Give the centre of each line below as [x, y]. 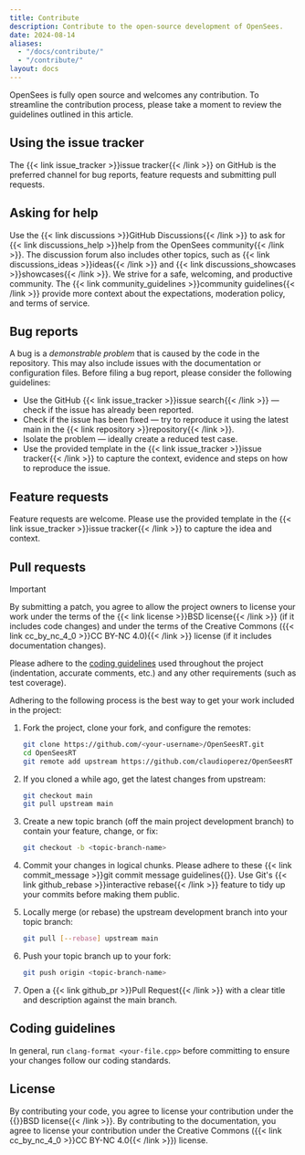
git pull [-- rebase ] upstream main [90, 939]
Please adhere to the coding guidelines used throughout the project [137, 663]
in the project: [36, 709]
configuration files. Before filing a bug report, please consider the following [151, 373]
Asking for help [54, 213]
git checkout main [58, 795]
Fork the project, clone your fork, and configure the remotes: [137, 728]
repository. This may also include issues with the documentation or [136, 363]
